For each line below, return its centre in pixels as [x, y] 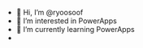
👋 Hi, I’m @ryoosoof [50, 12]
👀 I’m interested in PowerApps [67, 21]
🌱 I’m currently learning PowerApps [76, 29]
